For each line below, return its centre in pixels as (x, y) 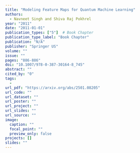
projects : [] (18, 138)
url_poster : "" (21, 102)
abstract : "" (18, 70)
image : (12, 120)
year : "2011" (18, 23)
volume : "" (16, 51)
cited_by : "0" (20, 74)
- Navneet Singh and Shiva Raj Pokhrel (51, 19)
